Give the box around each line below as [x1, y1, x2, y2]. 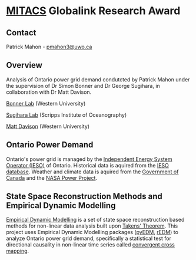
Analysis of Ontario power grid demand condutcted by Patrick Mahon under [6, 75, 190, 83]
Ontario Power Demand [6, 140, 94, 150]
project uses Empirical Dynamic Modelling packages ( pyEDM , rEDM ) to [6, 229, 178, 236]
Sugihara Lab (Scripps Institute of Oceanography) [6, 111, 127, 119]
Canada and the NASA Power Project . [6, 174, 98, 181]
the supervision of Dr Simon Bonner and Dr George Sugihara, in [6, 82, 160, 89]
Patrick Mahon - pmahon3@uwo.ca [6, 43, 92, 50]
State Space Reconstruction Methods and [6, 192, 163, 202]
